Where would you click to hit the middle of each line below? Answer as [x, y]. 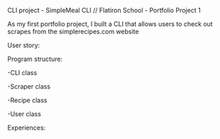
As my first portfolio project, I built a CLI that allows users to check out [110, 24]
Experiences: [27, 128]
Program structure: [35, 59]
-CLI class [22, 73]
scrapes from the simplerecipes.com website [73, 32]
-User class [24, 114]
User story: [24, 45]
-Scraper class [29, 87]
